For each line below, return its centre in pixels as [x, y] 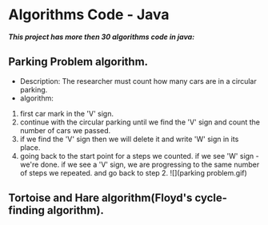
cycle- [211, 198]
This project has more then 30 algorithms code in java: [102, 37]
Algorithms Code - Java [89, 15]
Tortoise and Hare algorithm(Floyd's [100, 198]
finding [27, 210]
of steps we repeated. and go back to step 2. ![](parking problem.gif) [134, 172]
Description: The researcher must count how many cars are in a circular [138, 81]
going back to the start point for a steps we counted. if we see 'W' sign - [140, 156]
